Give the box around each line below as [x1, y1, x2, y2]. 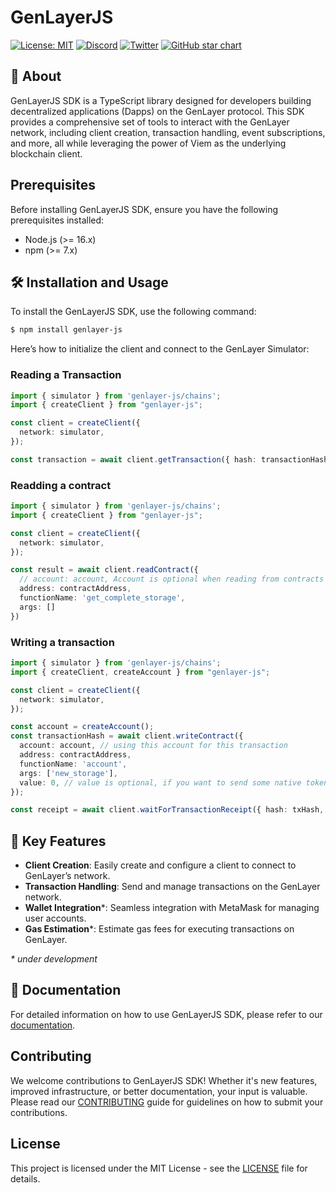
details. [10, 1172, 41, 1185]
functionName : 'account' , [19, 759, 128, 769]
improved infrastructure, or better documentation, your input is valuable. [10, 1085, 308, 1097]
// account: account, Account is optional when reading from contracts [19, 574, 325, 585]
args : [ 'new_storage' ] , [19, 768, 118, 778]
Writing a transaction [10, 635, 115, 649]
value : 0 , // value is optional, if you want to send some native [19, 777, 302, 788]
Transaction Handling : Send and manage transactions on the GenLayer [24, 881, 321, 893]
